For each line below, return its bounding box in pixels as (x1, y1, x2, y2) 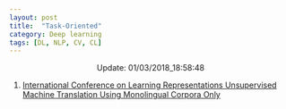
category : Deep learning (9, 29, 102, 38)
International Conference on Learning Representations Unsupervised (22, 80, 277, 90)
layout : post (9, 13, 58, 22)
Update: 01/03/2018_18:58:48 (97, 63, 204, 73)
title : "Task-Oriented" (9, 21, 102, 30)
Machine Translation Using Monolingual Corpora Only (22, 89, 221, 100)
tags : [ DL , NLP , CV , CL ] (9, 38, 102, 47)
